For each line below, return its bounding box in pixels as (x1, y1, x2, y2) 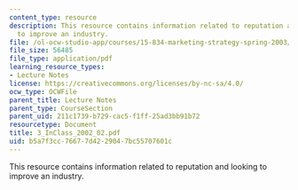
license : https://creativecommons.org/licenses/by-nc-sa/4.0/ (9, 79, 244, 88)
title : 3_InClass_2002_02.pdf (9, 129, 122, 138)
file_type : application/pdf (9, 54, 114, 63)
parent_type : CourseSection (9, 104, 114, 113)
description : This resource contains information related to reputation (9, 21, 284, 30)
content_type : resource (9, 12, 98, 22)
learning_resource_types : (9, 63, 105, 72)
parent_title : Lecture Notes (9, 95, 117, 105)
